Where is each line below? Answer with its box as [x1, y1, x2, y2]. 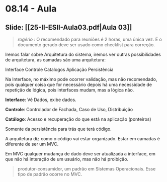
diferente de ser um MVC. [5, 141, 59, 147]
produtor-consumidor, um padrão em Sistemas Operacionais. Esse [17, 166, 156, 171]
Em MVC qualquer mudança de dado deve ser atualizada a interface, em [5, 151, 156, 156]
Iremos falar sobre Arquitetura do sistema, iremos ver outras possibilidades [5, 51, 161, 57]
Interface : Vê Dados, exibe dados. [5, 97, 76, 103]
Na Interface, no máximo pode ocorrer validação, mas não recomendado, [5, 76, 157, 82]
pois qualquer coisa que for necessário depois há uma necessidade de [5, 81, 152, 87]
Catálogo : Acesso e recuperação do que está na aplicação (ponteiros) [5, 116, 152, 122]
